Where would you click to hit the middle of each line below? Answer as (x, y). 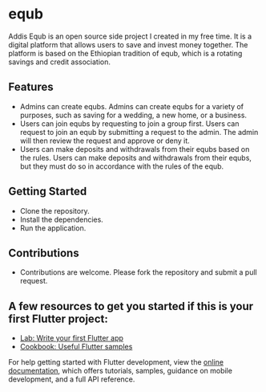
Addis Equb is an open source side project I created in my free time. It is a (130, 36)
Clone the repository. (54, 210)
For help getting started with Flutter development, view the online (116, 362)
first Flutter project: (58, 318)
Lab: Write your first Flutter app (72, 338)
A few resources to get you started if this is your (131, 306)
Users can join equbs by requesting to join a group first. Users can (129, 123)
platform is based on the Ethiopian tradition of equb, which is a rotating (125, 53)
